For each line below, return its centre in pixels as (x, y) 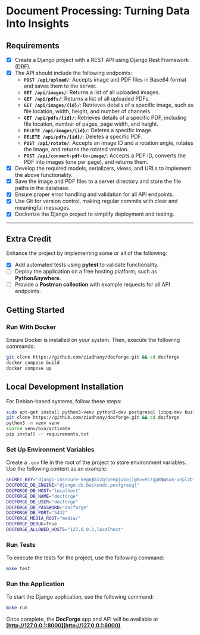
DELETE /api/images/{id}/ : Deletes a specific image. (88, 130)
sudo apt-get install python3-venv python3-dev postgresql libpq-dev (94, 412)
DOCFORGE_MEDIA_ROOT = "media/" (44, 519)
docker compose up (29, 368)
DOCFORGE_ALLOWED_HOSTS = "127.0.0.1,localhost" (65, 530)
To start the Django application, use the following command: (80, 597)
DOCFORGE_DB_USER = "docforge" (42, 502)
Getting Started (35, 310)
